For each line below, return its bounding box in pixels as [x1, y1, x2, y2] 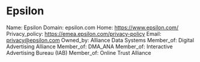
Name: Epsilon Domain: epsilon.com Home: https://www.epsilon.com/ [6, 24, 179, 31]
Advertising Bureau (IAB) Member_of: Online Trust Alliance [6, 49, 151, 56]
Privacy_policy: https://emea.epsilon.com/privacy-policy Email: [6, 30, 162, 37]
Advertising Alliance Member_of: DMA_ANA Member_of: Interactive [6, 43, 173, 50]
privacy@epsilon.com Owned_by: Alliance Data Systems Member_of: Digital [6, 36, 194, 44]
